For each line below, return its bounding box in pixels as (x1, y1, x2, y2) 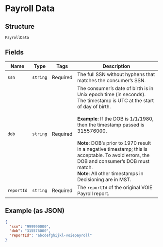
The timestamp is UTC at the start (77, 97, 154, 104)
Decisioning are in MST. (77, 176, 131, 183)
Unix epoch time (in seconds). (77, 91, 146, 98)
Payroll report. (77, 190, 110, 197)
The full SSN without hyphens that (77, 71, 155, 78)
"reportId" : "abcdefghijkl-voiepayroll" (9, 233, 92, 238)
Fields (5, 48, 24, 56)
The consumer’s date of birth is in (77, 85, 154, 91)
